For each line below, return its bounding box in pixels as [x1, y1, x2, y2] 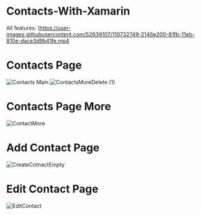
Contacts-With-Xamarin [6, 4, 130, 18]
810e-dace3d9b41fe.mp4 [6, 37, 70, 44]
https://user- [39, 24, 71, 31]
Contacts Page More [6, 100, 111, 113]
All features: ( [6, 24, 40, 31]
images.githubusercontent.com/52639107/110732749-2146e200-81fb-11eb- [6, 30, 195, 38]
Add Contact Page [6, 141, 100, 154]
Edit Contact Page [6, 182, 99, 196]
